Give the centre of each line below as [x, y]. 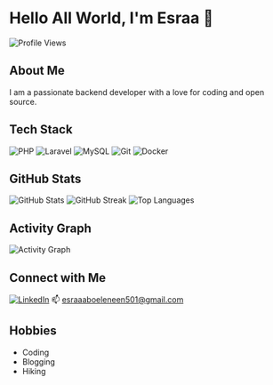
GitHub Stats [45, 178]
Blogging [39, 361]
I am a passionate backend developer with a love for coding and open [137, 92]
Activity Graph [50, 228]
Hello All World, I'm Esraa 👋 [112, 18]
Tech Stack [41, 129]
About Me [37, 71]
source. [23, 101]
